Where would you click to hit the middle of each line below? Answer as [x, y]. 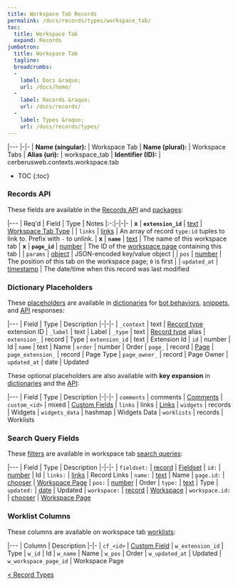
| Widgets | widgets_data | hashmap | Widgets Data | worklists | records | [115, 412]
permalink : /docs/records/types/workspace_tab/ [79, 21]
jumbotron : [24, 47]
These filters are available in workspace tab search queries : [95, 454]
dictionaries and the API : [43, 383]
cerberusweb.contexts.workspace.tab [63, 162]
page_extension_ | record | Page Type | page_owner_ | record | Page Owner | [118, 355]
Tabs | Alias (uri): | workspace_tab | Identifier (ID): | [84, 155]
